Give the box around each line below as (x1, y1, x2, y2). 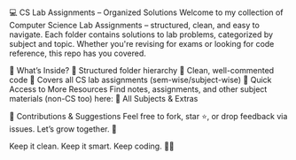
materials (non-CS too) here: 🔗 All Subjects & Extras (9, 94, 199, 103)
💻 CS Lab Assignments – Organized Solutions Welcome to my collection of (9, 7, 284, 18)
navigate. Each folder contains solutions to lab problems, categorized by (9, 29, 273, 40)
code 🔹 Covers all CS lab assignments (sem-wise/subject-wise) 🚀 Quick (9, 74, 272, 85)
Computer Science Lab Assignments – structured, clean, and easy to (9, 20, 260, 30)
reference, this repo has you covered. (9, 48, 146, 58)
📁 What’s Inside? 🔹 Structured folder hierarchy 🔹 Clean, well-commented (9, 65, 275, 75)
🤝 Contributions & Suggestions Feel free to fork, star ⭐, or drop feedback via (9, 111, 288, 121)
